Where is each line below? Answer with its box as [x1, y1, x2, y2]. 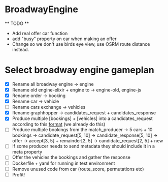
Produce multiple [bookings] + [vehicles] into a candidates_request [12, 115, 153, 122]
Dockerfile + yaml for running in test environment [12, 160, 115, 166]
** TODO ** [5, 20, 29, 26]
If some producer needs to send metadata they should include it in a [12, 143, 155, 149]
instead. [12, 46, 29, 52]
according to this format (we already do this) [12, 121, 106, 128]
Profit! [12, 171, 25, 177]
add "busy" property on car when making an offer [12, 36, 117, 42]
